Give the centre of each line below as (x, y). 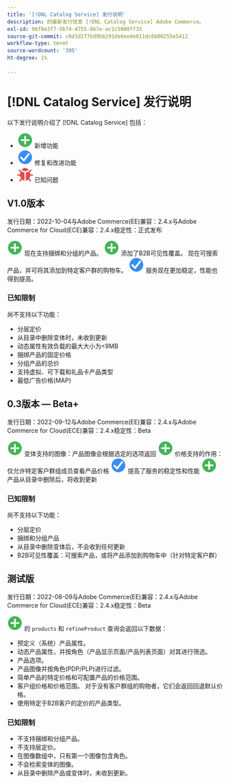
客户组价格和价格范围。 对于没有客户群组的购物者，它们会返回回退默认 (117, 686)
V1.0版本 (26, 203)
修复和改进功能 (55, 162)
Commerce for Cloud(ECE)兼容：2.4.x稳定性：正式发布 (85, 230)
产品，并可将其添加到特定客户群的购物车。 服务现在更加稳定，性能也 (112, 270)
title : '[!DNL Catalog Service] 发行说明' (66, 14)
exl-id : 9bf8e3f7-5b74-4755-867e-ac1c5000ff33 (75, 29)
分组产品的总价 (38, 363)
